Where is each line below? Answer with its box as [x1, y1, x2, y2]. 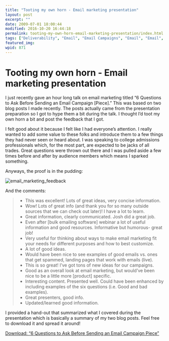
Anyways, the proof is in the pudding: [5, 168, 83, 174]
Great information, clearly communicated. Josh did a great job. [25, 213, 156, 219]
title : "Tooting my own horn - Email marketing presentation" [5, 7, 139, 13]
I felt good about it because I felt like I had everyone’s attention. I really [5, 126, 152, 132]
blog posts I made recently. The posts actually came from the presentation [5, 105, 160, 111]
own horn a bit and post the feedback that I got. [5, 116, 104, 122]
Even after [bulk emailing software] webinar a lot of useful [25, 219, 146, 225]
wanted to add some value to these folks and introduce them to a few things [5, 131, 163, 137]
